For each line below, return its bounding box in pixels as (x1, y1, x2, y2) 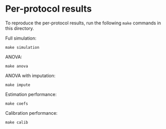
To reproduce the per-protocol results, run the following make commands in (5, 20, 161, 26)
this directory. (5, 25, 34, 31)
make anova (5, 63, 28, 69)
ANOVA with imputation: (5, 72, 56, 79)
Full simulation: (5, 35, 37, 41)
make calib (5, 120, 28, 125)
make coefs (5, 101, 28, 106)
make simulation (5, 45, 39, 50)
